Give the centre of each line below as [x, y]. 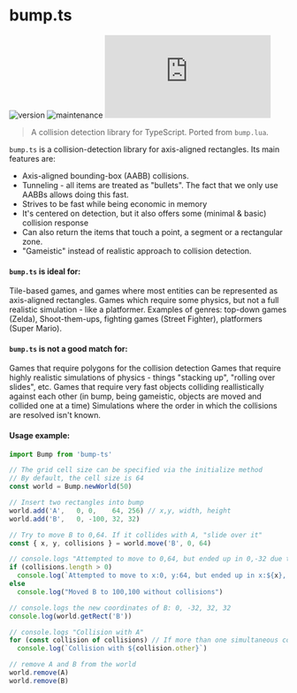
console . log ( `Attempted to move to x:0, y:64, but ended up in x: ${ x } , [152, 575]
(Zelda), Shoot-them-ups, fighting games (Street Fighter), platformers [136, 319]
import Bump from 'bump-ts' [61, 454]
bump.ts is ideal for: [45, 271]
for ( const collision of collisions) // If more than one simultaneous [144, 640]
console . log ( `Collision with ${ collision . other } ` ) [112, 649]
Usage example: [40, 435]
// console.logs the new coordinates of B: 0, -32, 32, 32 [120, 608]
